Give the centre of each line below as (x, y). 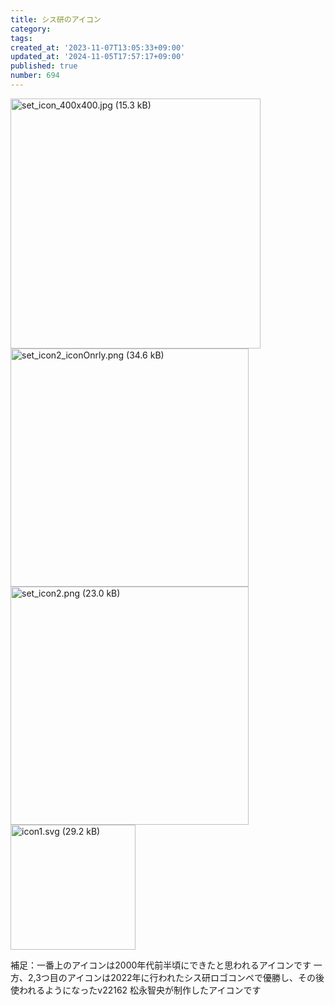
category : (31, 29)
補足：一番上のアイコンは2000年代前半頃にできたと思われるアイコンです (161, 965)
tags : (21, 38)
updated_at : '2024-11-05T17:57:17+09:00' (98, 57)
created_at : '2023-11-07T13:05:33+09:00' (98, 47)
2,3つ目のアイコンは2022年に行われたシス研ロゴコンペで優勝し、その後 (176, 977)
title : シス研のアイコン (56, 19)
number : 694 (35, 76)
